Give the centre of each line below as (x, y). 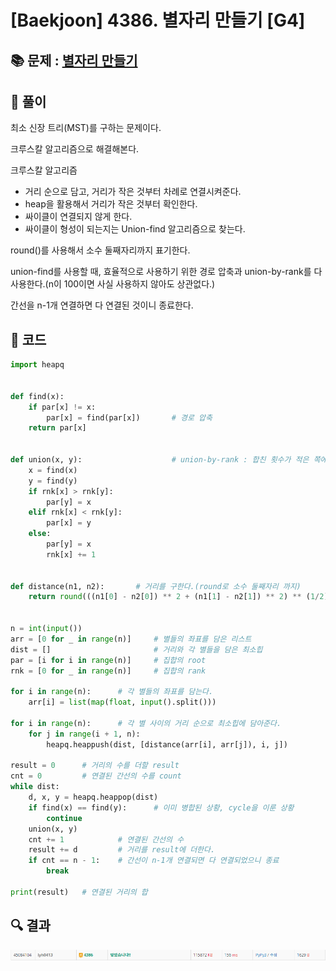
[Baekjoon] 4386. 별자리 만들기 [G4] (158, 20)
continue (64, 818)
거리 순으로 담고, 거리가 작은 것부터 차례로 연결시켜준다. (133, 192)
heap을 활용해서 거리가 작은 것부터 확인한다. (111, 204)
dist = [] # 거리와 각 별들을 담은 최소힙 (136, 649)
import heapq (37, 365)
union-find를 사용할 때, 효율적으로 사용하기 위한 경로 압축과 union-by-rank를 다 (166, 272)
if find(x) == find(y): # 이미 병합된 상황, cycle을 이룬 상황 (161, 807)
